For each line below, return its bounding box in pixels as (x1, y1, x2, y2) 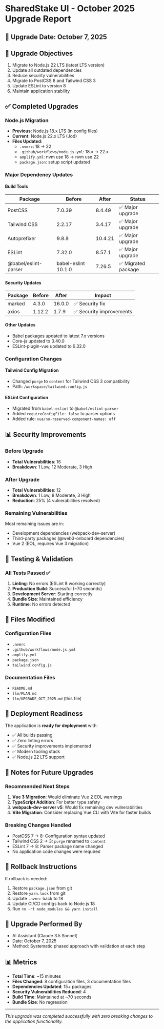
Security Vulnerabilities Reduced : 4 (12, 989, 86, 995)
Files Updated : (12, 139, 42, 144)
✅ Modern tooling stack (12, 748, 60, 754)
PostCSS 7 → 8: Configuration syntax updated (12, 833, 105, 839)
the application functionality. (5, 1018, 63, 1025)
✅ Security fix (73, 301, 106, 307)
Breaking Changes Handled (5, 822, 72, 828)
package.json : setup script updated (19, 159, 90, 165)
